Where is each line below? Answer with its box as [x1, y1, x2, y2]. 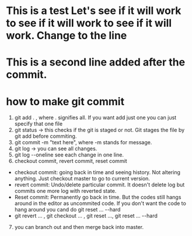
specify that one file [14, 120, 63, 127]
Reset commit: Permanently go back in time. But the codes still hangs [14, 194, 181, 201]
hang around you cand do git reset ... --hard [14, 206, 121, 213]
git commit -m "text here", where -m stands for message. [14, 139, 152, 146]
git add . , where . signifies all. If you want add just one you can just [14, 114, 177, 121]
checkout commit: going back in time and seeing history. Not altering [14, 169, 181, 176]
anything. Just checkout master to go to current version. [14, 175, 151, 182]
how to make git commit [6, 95, 124, 108]
